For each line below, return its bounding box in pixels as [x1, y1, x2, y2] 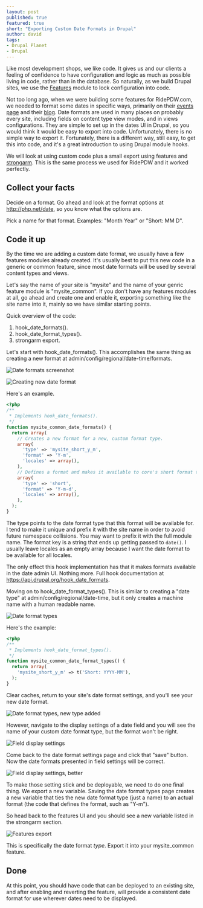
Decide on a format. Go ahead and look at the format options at [6, 199, 164, 206]
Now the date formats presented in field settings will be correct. [6, 758, 165, 765]
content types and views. [6, 269, 69, 277]
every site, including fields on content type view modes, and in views [6, 115, 178, 122]
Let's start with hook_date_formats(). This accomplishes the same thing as [6, 349, 192, 356]
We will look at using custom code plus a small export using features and [6, 152, 188, 159]
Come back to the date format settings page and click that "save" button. [6, 751, 188, 758]
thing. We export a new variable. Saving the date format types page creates [6, 787, 195, 794]
